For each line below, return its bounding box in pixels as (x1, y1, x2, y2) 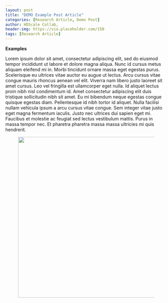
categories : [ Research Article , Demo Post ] (5, 17, 100, 22)
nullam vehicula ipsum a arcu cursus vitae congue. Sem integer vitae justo (5, 105, 163, 111)
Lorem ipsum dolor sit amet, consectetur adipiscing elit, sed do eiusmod (5, 56, 158, 62)
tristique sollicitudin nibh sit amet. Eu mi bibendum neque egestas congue (5, 94, 162, 100)
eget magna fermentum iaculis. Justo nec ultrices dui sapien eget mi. (5, 110, 152, 116)
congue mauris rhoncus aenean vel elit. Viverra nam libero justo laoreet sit (5, 78, 163, 83)
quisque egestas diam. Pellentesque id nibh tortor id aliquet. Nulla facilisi (5, 99, 159, 105)
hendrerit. (5, 127, 26, 133)
